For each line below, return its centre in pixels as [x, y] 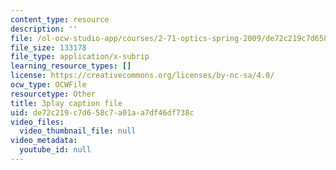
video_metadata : [44, 141]
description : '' [44, 29]
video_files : [37, 122]
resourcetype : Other [53, 94]
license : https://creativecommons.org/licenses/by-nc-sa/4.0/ [142, 76]
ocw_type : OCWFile [48, 85]
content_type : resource [60, 19]
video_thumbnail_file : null [78, 131]
